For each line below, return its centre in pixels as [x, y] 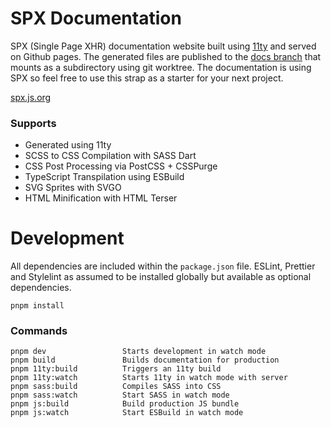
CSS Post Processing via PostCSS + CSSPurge [121, 166]
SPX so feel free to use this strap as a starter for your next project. [147, 78]
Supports [33, 123]
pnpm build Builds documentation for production [145, 360]
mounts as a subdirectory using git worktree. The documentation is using [161, 67]
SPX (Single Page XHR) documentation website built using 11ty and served [163, 46]
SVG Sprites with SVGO [73, 188]
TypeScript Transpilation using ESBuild [104, 177]
